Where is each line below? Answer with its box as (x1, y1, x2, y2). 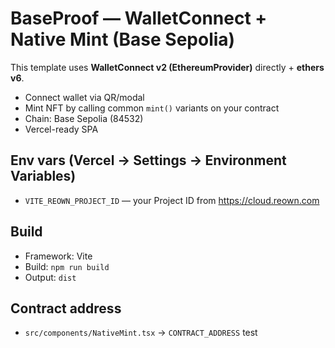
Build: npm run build (24, 260, 110, 272)
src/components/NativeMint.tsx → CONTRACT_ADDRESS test (24, 327, 258, 339)
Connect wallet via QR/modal (24, 91, 145, 103)
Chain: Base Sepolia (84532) (24, 112, 144, 124)
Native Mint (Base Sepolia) (10, 28, 236, 51)
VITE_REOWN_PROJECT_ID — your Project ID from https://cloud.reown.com (24, 194, 320, 206)
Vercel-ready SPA (24, 123, 99, 135)
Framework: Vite (24, 250, 93, 262)
